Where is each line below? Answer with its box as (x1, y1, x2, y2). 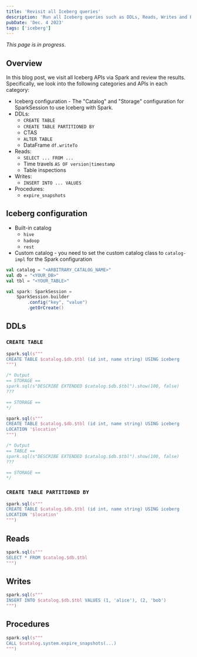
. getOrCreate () (27, 305, 64, 311)
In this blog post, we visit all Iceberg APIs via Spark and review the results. (6, 74, 186, 81)
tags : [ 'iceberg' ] (6, 25, 51, 31)
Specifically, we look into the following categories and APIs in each (6, 80, 168, 87)
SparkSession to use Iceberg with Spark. (14, 104, 113, 111)
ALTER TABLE (23, 137, 53, 142)
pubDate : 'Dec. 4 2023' (6, 19, 64, 25)
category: (6, 87, 29, 94)
